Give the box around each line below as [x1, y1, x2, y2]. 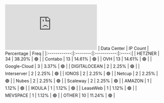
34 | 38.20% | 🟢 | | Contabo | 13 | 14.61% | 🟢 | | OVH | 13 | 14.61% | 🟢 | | [5, 56, 152, 62]
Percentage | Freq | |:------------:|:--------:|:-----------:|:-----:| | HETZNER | [5, 51, 160, 56]
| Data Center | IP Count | [97, 46, 149, 51]
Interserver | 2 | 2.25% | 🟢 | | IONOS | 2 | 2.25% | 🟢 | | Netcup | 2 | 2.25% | [5, 70, 158, 76]
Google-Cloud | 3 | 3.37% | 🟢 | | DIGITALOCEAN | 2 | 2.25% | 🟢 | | [5, 63, 140, 69]
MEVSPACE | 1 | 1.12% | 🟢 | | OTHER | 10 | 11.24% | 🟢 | [5, 92, 115, 98]
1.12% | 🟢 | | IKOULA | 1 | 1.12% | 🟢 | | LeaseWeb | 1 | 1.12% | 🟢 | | [5, 85, 137, 91]
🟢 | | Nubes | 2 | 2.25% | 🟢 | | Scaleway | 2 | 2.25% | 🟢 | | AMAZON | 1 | [5, 78, 152, 84]
